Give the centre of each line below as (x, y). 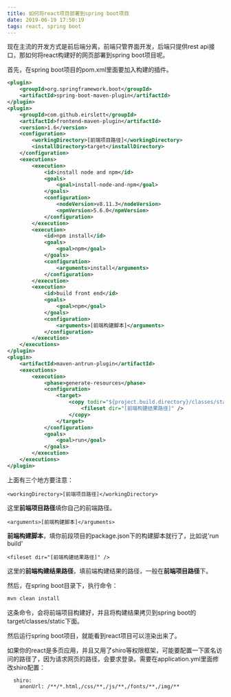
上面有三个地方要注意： (40, 480)
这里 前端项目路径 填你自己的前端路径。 (61, 507)
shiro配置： (29, 667)
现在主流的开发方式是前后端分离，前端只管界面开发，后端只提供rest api (108, 47)
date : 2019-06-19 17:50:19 (46, 20)
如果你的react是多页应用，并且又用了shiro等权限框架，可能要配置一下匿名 (112, 650)
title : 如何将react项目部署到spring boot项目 (68, 13)
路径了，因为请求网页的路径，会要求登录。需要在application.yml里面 (116, 659)
